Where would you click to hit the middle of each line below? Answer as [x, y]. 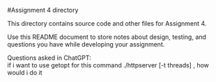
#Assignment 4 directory [43, 10]
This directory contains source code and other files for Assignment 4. [107, 23]
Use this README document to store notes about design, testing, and [107, 37]
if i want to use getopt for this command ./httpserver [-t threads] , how [108, 65]
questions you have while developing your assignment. [86, 44]
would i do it [25, 73]
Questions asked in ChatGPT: [49, 58]
